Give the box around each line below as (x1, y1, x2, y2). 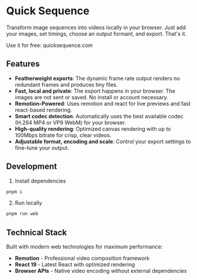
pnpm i (6, 188, 23, 194)
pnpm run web (6, 211, 39, 217)
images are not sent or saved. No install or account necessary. (14, 93, 168, 100)
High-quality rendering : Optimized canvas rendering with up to (14, 125, 171, 132)
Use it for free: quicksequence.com (6, 42, 93, 49)
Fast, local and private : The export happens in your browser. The (14, 87, 176, 95)
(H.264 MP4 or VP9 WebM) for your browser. (14, 119, 126, 126)
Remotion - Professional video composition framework (14, 254, 150, 262)
